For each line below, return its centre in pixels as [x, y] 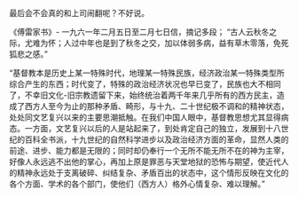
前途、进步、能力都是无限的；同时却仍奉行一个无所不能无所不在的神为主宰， [149, 150]
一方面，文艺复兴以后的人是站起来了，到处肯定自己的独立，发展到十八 [153, 128]
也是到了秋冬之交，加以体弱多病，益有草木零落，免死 [192, 43]
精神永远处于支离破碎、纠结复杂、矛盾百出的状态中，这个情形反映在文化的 [153, 173]
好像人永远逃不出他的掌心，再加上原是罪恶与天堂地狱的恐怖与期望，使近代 [145, 162]
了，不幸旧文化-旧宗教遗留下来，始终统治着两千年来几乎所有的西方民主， [143, 95]
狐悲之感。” [29, 54]
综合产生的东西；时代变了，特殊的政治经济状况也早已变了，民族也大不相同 [145, 84]
